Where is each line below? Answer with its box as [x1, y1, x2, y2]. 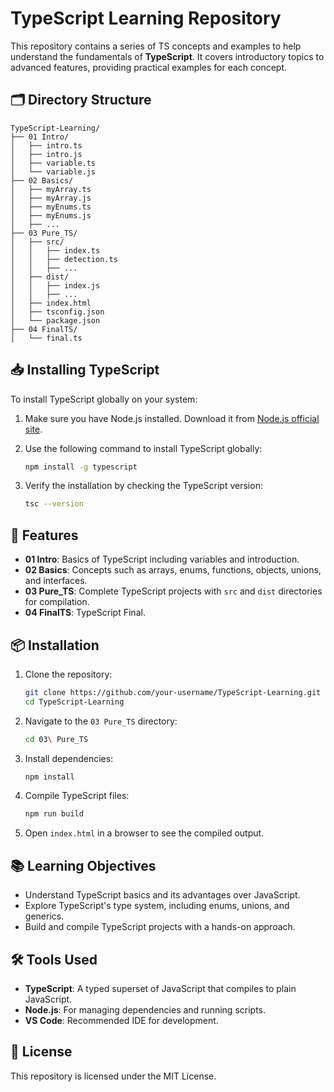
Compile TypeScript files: [24, 790, 130, 802]
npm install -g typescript [24, 462, 138, 472]
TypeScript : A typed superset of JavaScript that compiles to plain [24, 982, 297, 994]
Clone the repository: [24, 668, 113, 680]
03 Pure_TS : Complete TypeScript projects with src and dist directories [24, 585, 323, 597]
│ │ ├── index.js [10, 280, 101, 291]
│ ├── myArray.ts [10, 184, 92, 194]
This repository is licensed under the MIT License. [10, 1070, 217, 1082]
